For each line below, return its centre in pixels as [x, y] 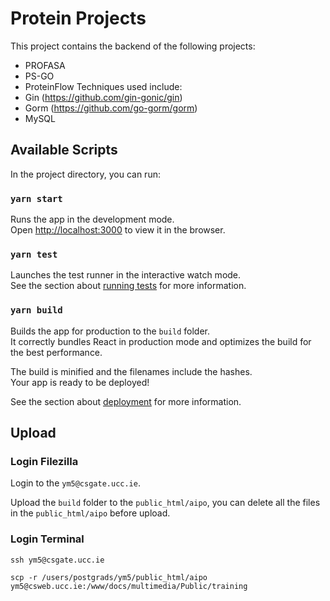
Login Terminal [47, 539]
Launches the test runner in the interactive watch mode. [126, 275]
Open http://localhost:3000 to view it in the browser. [118, 230]
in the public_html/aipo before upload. [90, 513]
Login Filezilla [44, 461]
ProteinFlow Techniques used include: [103, 86]
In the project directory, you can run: [85, 174]
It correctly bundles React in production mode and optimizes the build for [161, 341]
